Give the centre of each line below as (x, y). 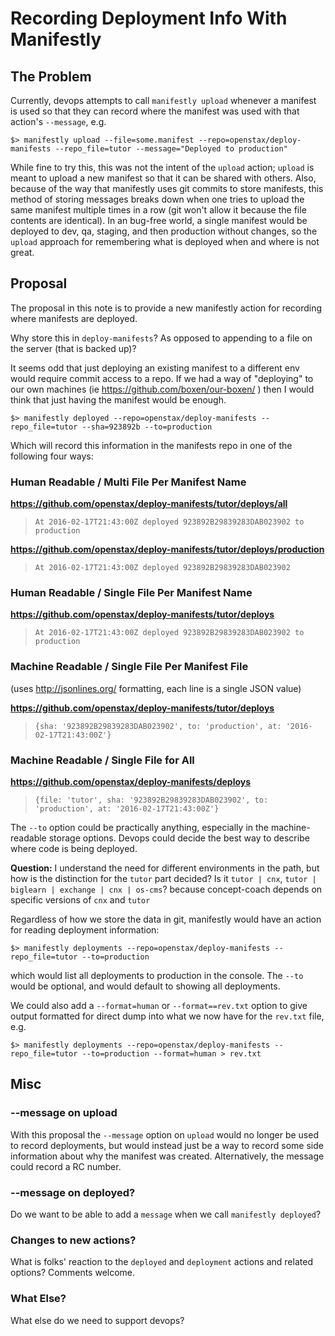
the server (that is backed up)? (73, 348)
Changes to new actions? (73, 1240)
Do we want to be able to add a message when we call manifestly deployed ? (166, 1214)
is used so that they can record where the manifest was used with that (155, 111)
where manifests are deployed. (74, 318)
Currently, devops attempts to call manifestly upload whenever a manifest (163, 100)
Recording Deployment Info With (149, 18)
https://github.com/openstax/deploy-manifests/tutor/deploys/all (149, 504)
